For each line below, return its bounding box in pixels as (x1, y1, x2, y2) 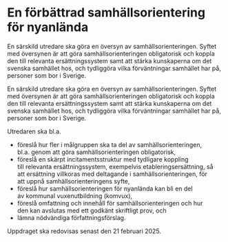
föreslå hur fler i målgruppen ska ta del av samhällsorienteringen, (17, 140, 202, 148)
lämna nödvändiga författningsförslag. (17, 213, 126, 221)
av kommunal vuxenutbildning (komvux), (17, 191, 133, 200)
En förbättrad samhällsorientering (7, 5, 205, 21)
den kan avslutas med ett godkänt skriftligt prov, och (17, 206, 167, 214)
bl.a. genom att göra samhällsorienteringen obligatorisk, (17, 148, 176, 156)
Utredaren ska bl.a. (7, 127, 61, 135)
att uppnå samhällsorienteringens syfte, (17, 177, 130, 185)
